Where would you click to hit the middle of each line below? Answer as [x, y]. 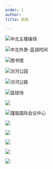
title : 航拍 [17, 19]
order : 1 [14, 10]
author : [13, 15]
